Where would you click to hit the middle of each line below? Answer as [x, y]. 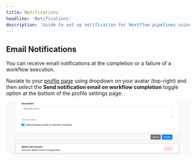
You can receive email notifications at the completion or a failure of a [89, 63]
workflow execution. [31, 70]
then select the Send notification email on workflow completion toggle [92, 87]
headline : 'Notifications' [39, 18]
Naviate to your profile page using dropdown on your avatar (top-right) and [96, 81]
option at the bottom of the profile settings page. [64, 93]
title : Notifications [32, 12]
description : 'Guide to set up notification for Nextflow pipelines [91, 25]
